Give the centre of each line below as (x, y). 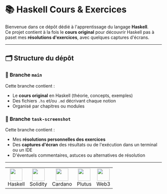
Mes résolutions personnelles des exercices (59, 139)
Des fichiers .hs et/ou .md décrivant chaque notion (64, 100)
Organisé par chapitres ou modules (48, 106)
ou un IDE (22, 150)
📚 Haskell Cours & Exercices (66, 10)
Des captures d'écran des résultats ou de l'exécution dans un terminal (85, 144)
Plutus (84, 184)
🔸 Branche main (24, 75)
